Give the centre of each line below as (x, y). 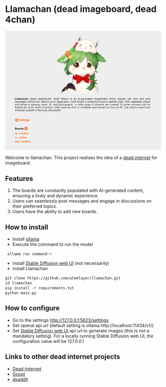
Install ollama (26, 239)
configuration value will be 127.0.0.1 (48, 341)
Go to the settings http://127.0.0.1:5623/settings (60, 320)
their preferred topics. (35, 206)
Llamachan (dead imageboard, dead (81, 9)
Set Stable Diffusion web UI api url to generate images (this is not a (81, 331)
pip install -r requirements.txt (40, 288)
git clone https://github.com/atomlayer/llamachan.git (63, 278)
